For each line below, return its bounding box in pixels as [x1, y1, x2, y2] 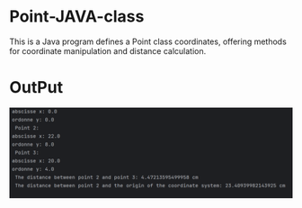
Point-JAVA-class [9, 6, 145, 27]
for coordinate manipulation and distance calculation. [9, 45, 207, 56]
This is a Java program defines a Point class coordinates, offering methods [9, 36, 288, 47]
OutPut [9, 77, 64, 98]
